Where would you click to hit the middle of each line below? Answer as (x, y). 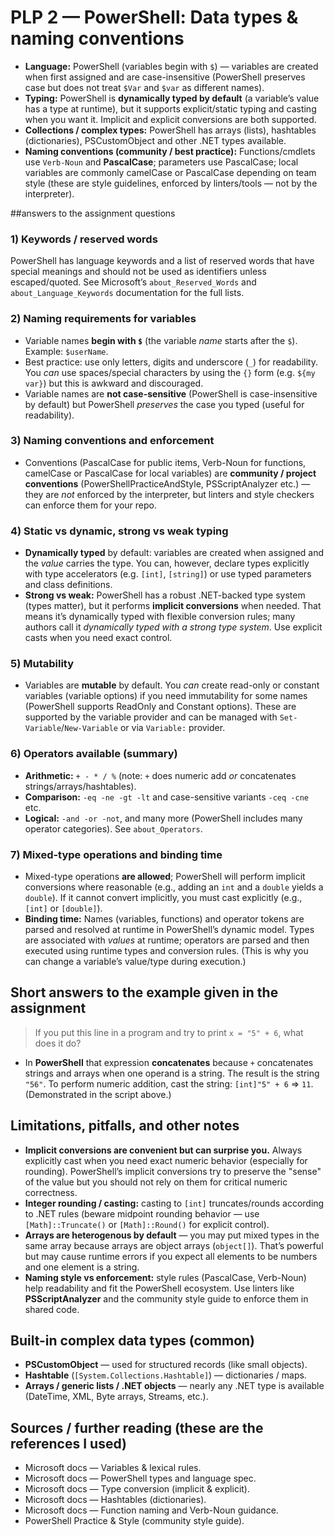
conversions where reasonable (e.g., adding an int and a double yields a (174, 887)
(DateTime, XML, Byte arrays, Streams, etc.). (116, 1397)
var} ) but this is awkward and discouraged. (114, 383)
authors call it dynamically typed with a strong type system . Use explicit (173, 627)
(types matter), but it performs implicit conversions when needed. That (173, 606)
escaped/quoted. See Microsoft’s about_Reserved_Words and (133, 282)
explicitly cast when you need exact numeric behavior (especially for (166, 1160)
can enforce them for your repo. (91, 505)
